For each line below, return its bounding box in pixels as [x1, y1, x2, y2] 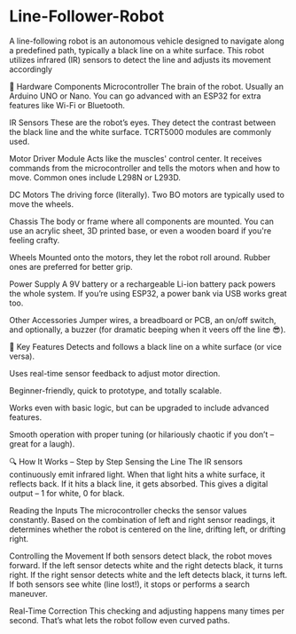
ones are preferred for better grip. [9, 261, 133, 272]
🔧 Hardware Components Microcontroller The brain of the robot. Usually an [9, 81, 284, 91]
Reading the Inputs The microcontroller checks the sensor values [9, 504, 247, 516]
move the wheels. [9, 198, 74, 210]
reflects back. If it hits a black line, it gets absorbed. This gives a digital [9, 478, 269, 489]
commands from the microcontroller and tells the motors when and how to [9, 162, 281, 173]
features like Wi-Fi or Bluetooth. [9, 99, 126, 110]
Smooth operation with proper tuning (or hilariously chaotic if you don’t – [9, 429, 275, 440]
